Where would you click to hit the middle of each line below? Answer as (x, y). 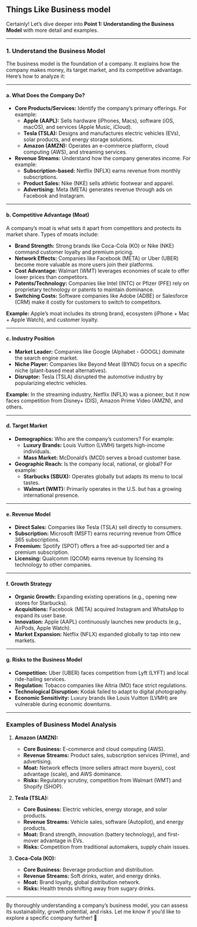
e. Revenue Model (28, 514)
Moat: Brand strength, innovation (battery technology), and (95, 834)
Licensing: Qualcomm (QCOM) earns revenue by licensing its (89, 559)
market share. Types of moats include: (52, 234)
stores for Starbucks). (41, 603)
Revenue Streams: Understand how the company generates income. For (103, 158)
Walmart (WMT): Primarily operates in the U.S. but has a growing (102, 489)
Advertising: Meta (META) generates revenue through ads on (98, 190)
